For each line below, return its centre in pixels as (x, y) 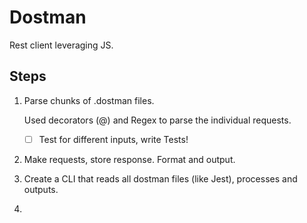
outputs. (41, 189)
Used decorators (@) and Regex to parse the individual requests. (157, 120)
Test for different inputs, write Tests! (113, 139)
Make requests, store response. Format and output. (129, 159)
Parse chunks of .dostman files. (89, 100)
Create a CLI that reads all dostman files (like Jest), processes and (160, 178)
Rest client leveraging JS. (61, 45)
